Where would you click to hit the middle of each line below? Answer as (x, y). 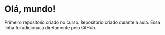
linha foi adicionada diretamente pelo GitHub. (51, 27)
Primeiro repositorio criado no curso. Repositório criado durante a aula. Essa (82, 22)
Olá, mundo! (30, 9)
